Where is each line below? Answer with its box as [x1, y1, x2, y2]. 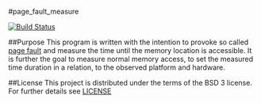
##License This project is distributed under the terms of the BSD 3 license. [8, 78, 252, 87]
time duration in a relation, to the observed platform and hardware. [8, 63, 226, 72]
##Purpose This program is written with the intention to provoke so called [8, 37, 249, 47]
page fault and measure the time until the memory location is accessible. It [8, 46, 252, 55]
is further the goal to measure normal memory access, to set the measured [8, 55, 254, 63]
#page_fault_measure [8, 7, 79, 16]
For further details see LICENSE [8, 86, 112, 96]
